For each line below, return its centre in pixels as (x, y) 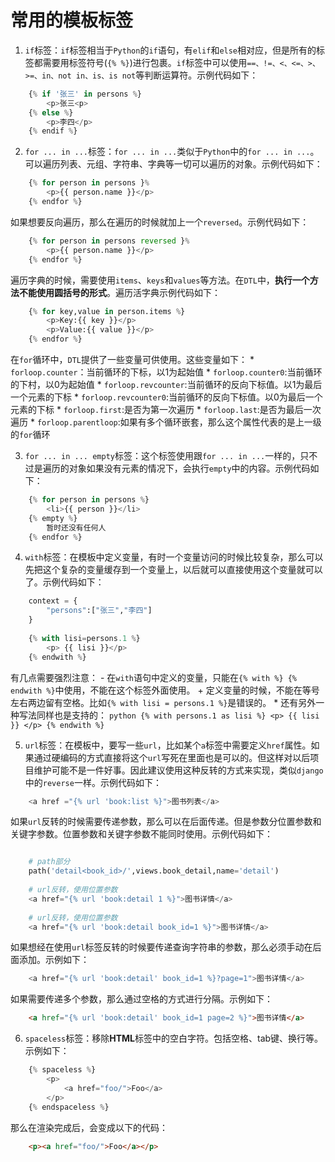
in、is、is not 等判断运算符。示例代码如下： (167, 75)
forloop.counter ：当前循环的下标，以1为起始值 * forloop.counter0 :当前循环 (166, 372)
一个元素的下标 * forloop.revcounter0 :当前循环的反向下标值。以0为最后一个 (166, 397)
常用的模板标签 (72, 20)
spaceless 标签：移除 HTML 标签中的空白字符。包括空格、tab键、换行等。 (174, 1038)
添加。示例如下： (54, 960)
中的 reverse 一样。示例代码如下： (93, 782)
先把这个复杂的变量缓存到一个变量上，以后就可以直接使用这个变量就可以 (173, 570)
